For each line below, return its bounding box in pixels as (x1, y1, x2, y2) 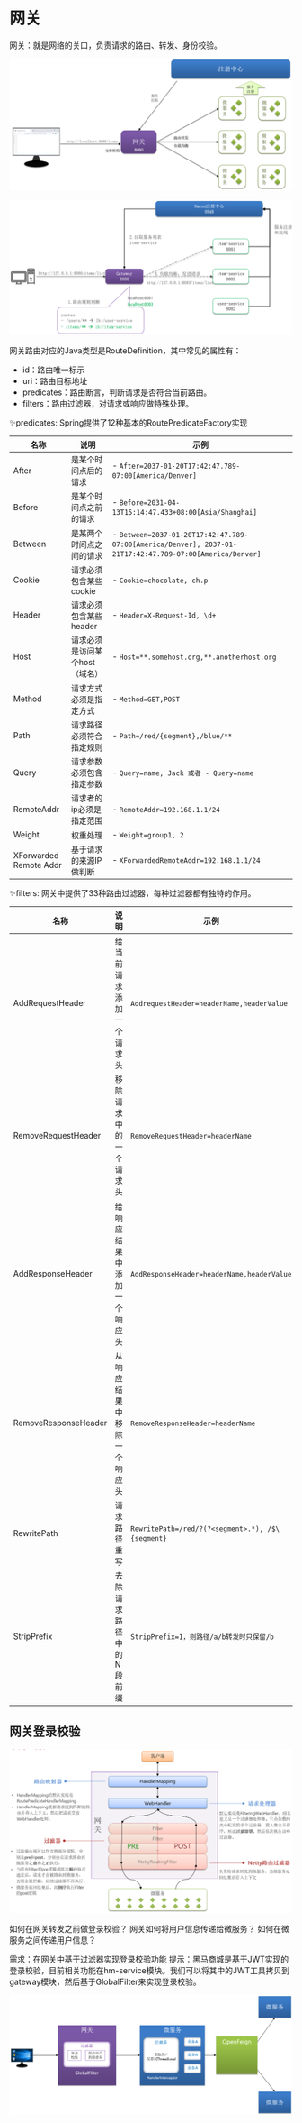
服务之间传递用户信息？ (9, 1935, 96, 1945)
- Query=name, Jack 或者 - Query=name (111, 767, 254, 778)
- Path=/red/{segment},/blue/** (111, 730, 233, 741)
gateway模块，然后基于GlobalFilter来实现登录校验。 (9, 1976, 202, 1987)
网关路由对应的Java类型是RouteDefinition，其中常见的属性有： (9, 345, 242, 356)
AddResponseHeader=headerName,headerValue (129, 1270, 292, 1279)
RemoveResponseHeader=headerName (129, 1419, 256, 1429)
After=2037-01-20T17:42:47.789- (119, 462, 241, 471)
